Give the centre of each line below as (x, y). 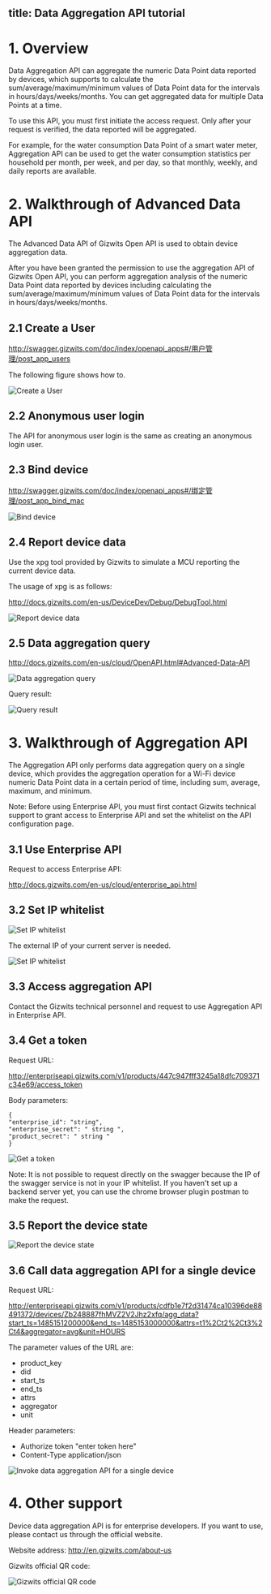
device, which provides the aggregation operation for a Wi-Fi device (122, 773)
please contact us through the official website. (86, 1535)
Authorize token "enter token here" (78, 1446)
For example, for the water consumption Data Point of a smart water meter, (133, 145)
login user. (26, 444)
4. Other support (66, 1504)
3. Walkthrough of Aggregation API (128, 743)
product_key (41, 1364)
